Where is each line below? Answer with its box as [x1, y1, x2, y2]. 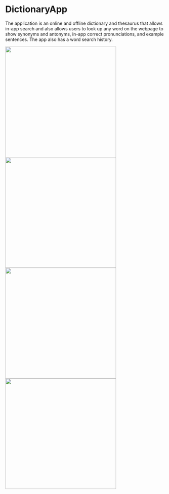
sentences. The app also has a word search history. [5, 36, 113, 42]
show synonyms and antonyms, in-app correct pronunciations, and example [5, 31, 164, 37]
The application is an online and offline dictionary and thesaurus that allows [5, 20, 163, 26]
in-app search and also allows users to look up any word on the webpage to [5, 25, 163, 31]
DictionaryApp [5, 4, 67, 15]
